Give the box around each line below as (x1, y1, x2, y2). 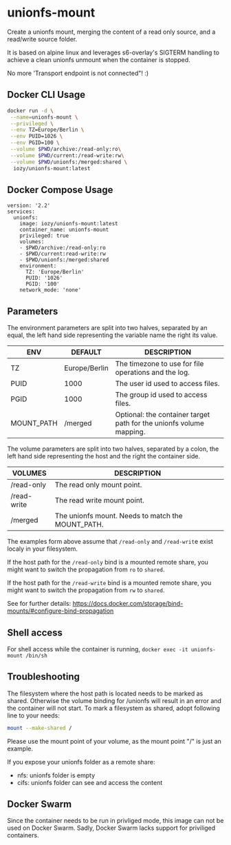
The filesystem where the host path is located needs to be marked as (7, 689, 203, 698)
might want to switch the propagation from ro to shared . (7, 565, 165, 573)
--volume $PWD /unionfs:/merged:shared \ (10, 159, 128, 165)
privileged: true (19, 232, 69, 239)
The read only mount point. (54, 480, 142, 490)
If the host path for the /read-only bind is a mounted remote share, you (7, 558, 208, 567)
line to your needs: (7, 711, 60, 720)
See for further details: (7, 600, 71, 608)
